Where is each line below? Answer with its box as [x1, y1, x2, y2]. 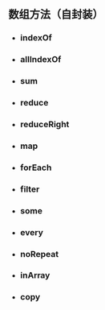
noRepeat [19, 248, 59, 259]
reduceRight [19, 119, 70, 130]
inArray [19, 270, 50, 281]
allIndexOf [19, 54, 62, 65]
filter [19, 184, 40, 195]
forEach [19, 162, 52, 173]
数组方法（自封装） [8, 7, 103, 22]
